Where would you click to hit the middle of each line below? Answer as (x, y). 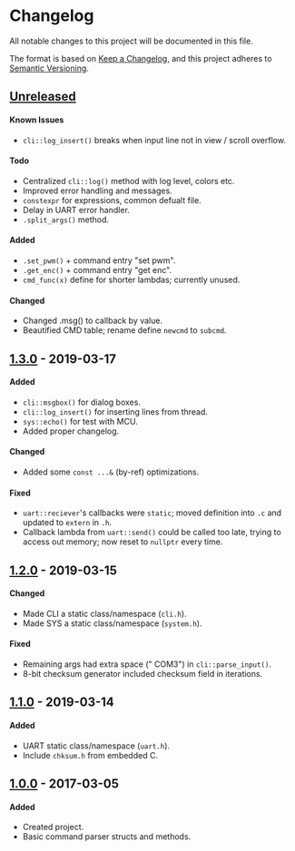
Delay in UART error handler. (76, 210)
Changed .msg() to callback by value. (93, 321)
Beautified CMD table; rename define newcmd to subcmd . (124, 330)
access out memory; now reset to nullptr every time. (123, 542)
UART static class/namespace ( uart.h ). (96, 746)
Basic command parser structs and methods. (107, 836)
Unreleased (43, 97)
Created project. (53, 827)
